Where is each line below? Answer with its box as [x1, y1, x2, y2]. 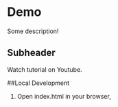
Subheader [7, 47, 56, 59]
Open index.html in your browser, [16, 92, 111, 100]
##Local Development [7, 79, 70, 87]
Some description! [7, 27, 59, 35]
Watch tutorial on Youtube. [7, 65, 82, 73]
